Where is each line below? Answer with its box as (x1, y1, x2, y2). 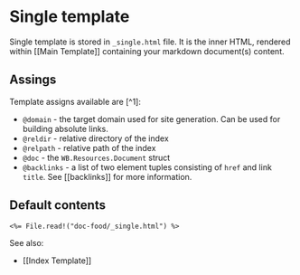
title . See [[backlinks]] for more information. (22, 171, 192, 182)
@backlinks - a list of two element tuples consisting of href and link (22, 161, 273, 173)
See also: (9, 237, 44, 248)
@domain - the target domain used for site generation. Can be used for (22, 113, 281, 124)
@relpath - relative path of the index (22, 142, 156, 153)
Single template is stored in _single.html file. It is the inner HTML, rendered (9, 36, 291, 47)
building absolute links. (22, 123, 108, 134)
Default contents (9, 197, 107, 213)
